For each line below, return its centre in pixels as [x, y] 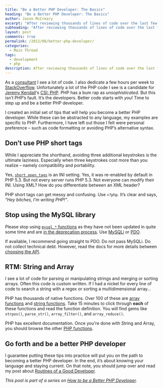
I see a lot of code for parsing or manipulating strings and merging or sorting [81, 278]
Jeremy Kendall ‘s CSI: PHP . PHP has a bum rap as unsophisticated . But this [80, 92]
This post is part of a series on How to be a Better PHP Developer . [71, 381]
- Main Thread [24, 50]
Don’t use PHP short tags [44, 143]
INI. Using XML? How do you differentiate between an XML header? [73, 185]
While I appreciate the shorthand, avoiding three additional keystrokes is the [81, 155]
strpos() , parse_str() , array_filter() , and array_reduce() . [65, 314]
